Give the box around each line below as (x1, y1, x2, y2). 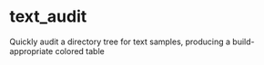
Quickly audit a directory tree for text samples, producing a (9, 36, 230, 47)
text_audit (9, 6, 87, 27)
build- (231, 36, 255, 47)
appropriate (9, 45, 54, 56)
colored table (55, 45, 105, 56)
